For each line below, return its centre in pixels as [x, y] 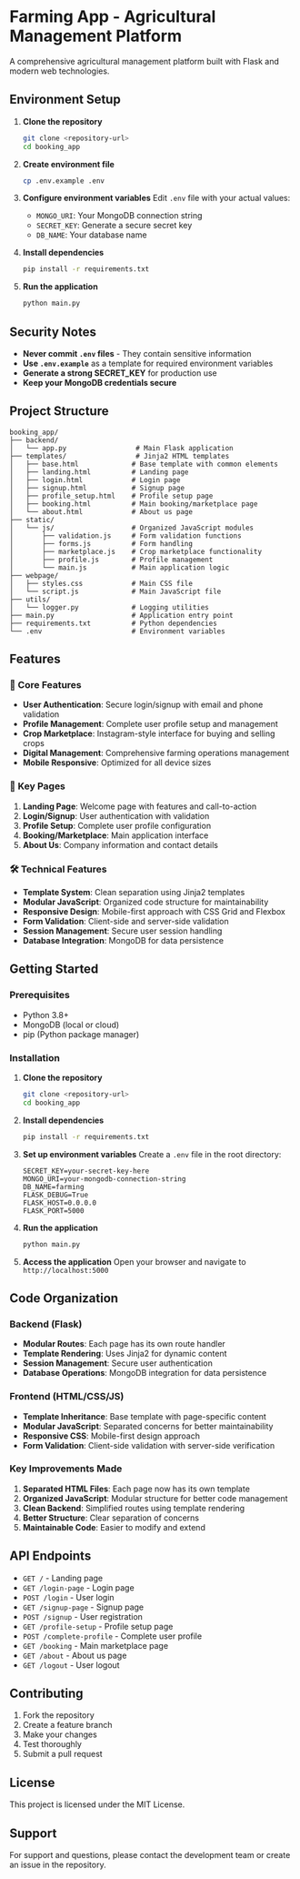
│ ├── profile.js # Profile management [111, 560]
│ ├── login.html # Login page [95, 480]
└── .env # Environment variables [117, 631]
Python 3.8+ [46, 1015]
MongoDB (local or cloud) [71, 1025]
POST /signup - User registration [83, 1616]
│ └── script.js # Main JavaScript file [115, 591]
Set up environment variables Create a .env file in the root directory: [152, 1154]
